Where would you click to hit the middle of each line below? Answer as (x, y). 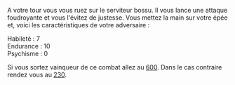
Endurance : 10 (29, 46)
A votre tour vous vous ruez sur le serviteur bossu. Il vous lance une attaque (117, 10)
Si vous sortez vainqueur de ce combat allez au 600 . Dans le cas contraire (115, 67)
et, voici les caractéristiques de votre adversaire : (79, 25)
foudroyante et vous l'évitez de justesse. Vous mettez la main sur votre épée (117, 18)
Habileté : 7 (24, 39)
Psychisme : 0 (28, 53)
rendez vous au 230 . (37, 74)
